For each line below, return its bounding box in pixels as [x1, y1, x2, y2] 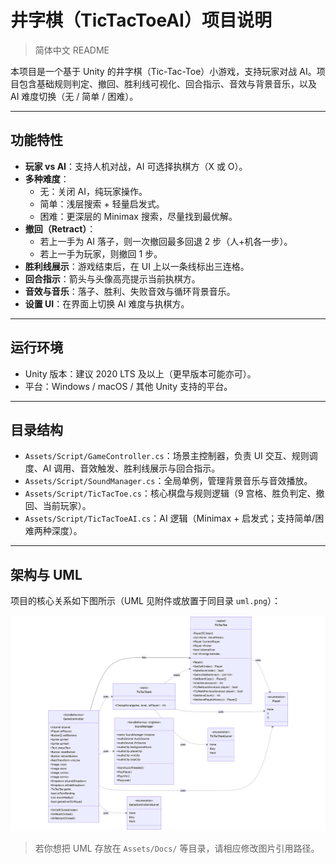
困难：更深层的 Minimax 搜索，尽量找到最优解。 [39, 210, 238, 222]
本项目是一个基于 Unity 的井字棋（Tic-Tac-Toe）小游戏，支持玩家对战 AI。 [10, 65, 317, 77]
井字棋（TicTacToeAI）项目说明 [10, 9, 272, 32]
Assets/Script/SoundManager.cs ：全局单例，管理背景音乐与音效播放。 [24, 475, 313, 487]
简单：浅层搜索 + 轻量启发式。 [39, 197, 165, 210]
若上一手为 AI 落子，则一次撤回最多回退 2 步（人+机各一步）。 [39, 235, 293, 247]
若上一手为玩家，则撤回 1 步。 [39, 247, 163, 260]
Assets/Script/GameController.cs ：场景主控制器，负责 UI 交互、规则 [24, 450, 310, 462]
